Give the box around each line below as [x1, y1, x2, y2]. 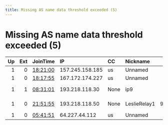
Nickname [125, 58, 150, 65]
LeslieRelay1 [125, 100, 155, 107]
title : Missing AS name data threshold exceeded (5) [5, 7, 117, 13]
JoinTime [32, 58, 55, 65]
